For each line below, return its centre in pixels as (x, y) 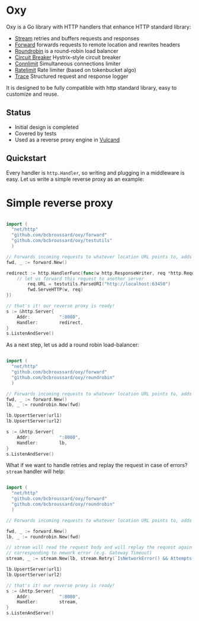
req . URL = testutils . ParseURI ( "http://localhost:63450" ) (99, 284)
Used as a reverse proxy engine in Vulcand (67, 140)
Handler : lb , (42, 443)
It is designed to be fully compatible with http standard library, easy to (92, 87)
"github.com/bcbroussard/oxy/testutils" (62, 241)
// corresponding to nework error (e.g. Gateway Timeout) (79, 553)
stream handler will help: (36, 472)
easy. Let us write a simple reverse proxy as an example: (75, 179)
